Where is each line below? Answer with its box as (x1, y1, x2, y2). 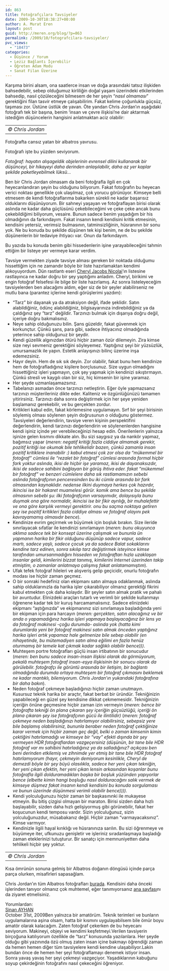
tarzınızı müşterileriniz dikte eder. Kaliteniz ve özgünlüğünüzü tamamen (12, 391, 160, 396)
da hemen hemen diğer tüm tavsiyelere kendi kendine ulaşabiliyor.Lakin (5, 944, 153, 950)
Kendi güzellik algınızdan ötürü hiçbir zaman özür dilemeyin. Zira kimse (12, 337, 160, 343)
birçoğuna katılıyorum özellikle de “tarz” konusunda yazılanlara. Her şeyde (5, 934, 159, 939)
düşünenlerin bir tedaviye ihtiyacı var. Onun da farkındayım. (5, 233, 128, 238)
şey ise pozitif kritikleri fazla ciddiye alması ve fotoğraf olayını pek (12, 508, 150, 515)
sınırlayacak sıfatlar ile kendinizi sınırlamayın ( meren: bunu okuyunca (12, 525, 155, 531)
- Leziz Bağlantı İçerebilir (10, 59, 71, 64)
